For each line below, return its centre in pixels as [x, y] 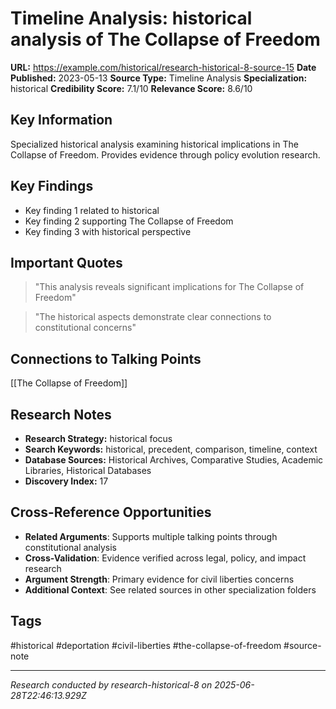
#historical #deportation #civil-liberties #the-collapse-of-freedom [146, 645]
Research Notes [61, 414]
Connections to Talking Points [106, 358]
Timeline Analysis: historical [131, 18]
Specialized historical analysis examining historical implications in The [154, 144]
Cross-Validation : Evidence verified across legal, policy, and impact [165, 558]
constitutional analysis [70, 547]
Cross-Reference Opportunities [111, 512]
